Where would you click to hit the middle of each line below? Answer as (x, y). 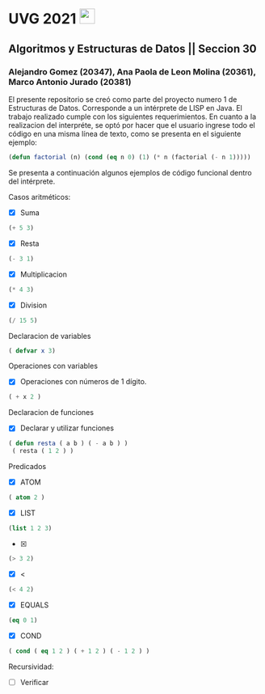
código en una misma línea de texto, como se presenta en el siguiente (125, 133)
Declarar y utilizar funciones (67, 428)
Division (33, 305)
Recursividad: (31, 666)
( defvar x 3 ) (32, 351)
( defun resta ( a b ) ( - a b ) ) (68, 444)
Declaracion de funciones (51, 413)
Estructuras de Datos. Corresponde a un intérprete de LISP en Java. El (125, 108)
